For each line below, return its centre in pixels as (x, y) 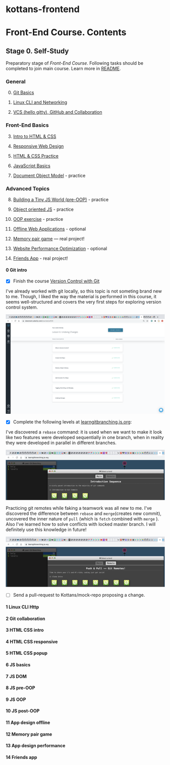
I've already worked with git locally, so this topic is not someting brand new (84, 291)
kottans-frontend (43, 9)
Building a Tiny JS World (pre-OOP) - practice (61, 200)
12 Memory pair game (29, 734)
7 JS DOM (16, 676)
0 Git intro (16, 270)
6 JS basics (18, 664)
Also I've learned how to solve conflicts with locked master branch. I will (81, 524)
